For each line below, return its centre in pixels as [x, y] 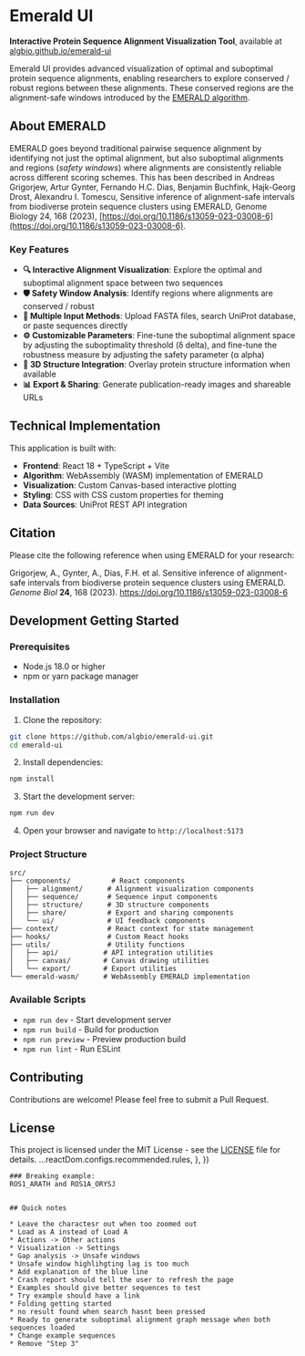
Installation [35, 700]
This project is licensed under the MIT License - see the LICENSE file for [145, 1150]
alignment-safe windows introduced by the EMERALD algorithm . [130, 98]
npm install [32, 779]
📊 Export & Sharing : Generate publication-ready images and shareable [157, 385]
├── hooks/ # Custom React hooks [99, 937]
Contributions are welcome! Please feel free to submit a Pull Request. [139, 1099]
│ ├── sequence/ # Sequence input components [114, 897]
